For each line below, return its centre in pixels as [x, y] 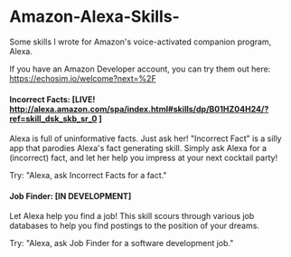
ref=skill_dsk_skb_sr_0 [53, 119]
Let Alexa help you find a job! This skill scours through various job [132, 216]
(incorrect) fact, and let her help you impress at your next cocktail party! [144, 158]
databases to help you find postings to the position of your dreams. [135, 226]
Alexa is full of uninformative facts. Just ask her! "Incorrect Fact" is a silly [145, 138]
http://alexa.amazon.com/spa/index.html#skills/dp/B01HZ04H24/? [139, 109]
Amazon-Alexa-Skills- [95, 17]
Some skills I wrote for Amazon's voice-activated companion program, [141, 42]
